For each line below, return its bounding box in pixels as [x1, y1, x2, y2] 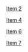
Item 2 [6, 5, 22, 12]
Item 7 [6, 40, 22, 46]
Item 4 [6, 17, 22, 23]
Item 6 [6, 28, 22, 35]
